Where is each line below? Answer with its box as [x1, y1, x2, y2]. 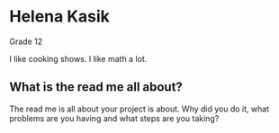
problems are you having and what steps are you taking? [9, 112, 220, 123]
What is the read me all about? [9, 79, 183, 95]
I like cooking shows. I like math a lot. [9, 53, 148, 64]
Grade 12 [9, 36, 43, 47]
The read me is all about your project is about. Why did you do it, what [9, 103, 270, 114]
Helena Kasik [9, 6, 111, 27]
